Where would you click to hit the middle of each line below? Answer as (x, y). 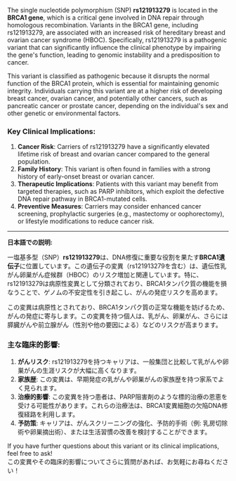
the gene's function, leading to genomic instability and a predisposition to (113, 55)
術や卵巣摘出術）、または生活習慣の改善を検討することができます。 (114, 432)
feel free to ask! (30, 453)
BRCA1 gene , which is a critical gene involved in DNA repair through (106, 18)
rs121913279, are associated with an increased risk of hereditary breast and (117, 32)
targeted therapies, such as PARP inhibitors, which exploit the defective (121, 192)
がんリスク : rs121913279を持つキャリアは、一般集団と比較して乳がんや (120, 362)
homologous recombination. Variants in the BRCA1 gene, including (103, 25)
